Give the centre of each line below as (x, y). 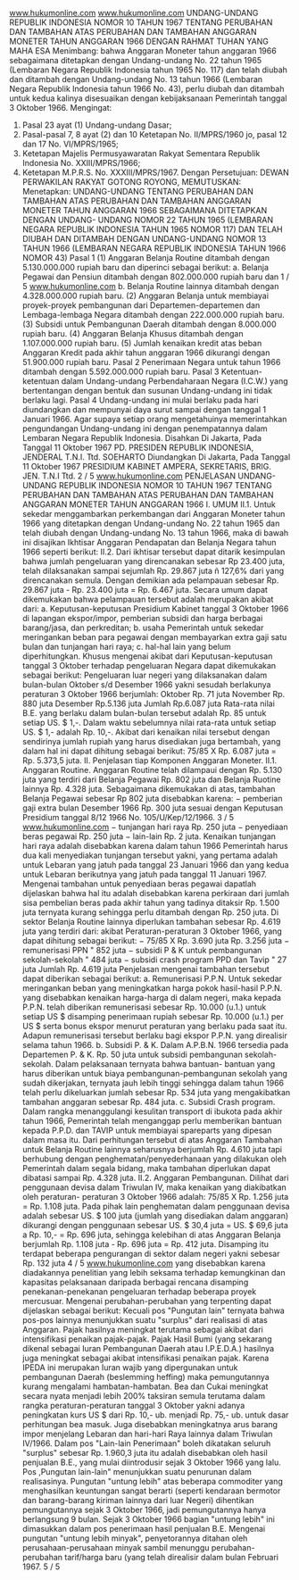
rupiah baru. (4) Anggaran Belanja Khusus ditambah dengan (133, 333)
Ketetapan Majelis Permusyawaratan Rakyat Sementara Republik (141, 154)
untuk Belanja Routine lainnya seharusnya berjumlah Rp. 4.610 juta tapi (152, 1149)
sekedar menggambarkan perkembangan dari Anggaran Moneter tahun (154, 514)
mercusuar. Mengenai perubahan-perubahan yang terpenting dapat (147, 1301)
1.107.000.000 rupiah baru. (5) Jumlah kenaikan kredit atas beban (142, 343)
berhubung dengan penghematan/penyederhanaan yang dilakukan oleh (154, 1159)
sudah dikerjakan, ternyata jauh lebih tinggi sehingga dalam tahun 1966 (153, 1083)
